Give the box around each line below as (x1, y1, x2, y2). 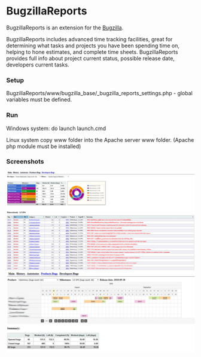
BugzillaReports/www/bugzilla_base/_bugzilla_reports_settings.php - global (6, 90, 193, 97)
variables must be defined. (6, 96, 72, 103)
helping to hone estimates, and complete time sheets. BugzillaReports (6, 48, 178, 55)
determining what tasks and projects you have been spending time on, (6, 42, 180, 49)
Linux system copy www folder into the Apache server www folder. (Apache (6, 136, 194, 143)
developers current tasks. (6, 61, 70, 68)
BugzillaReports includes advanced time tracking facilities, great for (6, 35, 173, 43)
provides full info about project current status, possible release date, (6, 55, 175, 62)
